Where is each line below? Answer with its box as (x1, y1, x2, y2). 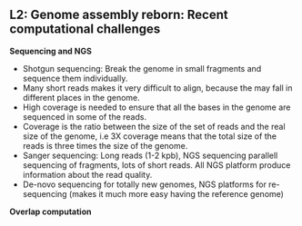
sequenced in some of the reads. (22, 111, 147, 122)
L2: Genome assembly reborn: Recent (9, 7, 229, 23)
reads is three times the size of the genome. (22, 140, 188, 151)
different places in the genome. (22, 92, 141, 103)
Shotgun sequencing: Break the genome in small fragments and (22, 63, 262, 74)
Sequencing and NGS (9, 45, 93, 56)
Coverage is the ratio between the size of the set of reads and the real (22, 121, 286, 132)
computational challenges (9, 22, 161, 37)
